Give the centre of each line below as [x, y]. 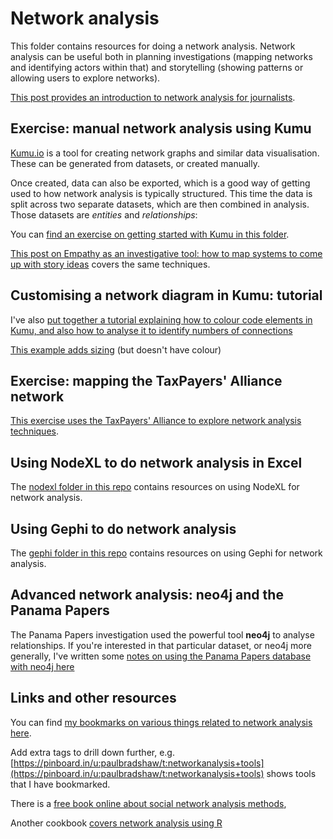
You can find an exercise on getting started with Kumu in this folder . [150, 234]
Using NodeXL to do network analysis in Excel [156, 462]
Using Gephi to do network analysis [123, 528]
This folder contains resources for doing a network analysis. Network [153, 46]
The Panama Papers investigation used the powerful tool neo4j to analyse [162, 634]
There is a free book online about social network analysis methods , [148, 803]
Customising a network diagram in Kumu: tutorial [166, 295]
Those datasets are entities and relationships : [104, 214]
